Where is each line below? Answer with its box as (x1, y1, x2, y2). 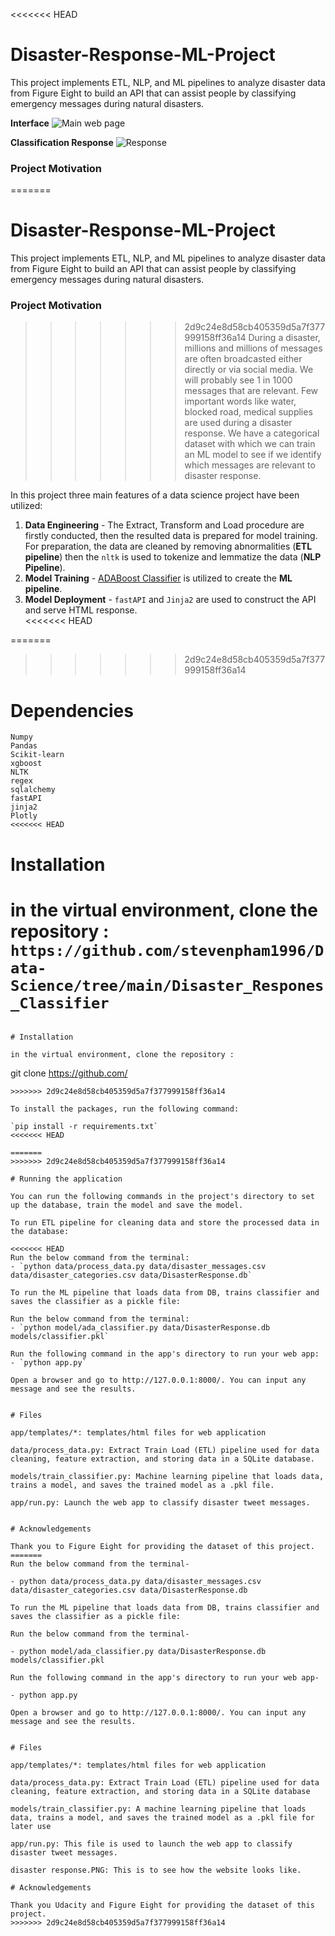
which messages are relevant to (184, 459, 316, 471)
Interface (10, 117, 50, 129)
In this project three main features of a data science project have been (10, 489, 300, 501)
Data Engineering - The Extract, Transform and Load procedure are (24, 519, 305, 531)
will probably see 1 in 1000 (184, 374, 293, 386)
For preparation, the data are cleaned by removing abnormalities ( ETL (24, 540, 313, 553)
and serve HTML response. (24, 604, 138, 616)
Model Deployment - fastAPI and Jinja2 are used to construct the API (24, 594, 317, 606)
